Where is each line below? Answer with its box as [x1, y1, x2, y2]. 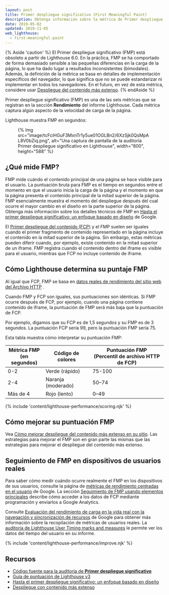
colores [57, 356, 76, 363]
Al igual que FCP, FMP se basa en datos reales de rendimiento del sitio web [5, 278, 162, 284]
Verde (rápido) [45, 368, 80, 375]
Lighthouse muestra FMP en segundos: [5, 117, 87, 123]
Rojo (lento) [45, 390, 73, 397]
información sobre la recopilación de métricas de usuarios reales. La [5, 520, 147, 526]
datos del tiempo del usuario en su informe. [5, 530, 96, 537]
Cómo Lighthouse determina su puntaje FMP [5, 265, 148, 274]
